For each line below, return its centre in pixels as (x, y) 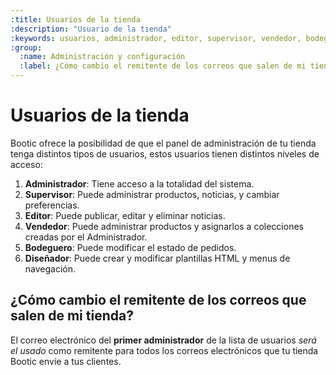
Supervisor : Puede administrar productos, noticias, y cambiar (152, 194)
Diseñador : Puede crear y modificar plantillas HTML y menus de (157, 258)
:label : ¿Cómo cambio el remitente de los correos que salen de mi (163, 66)
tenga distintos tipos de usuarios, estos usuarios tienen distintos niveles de (165, 153)
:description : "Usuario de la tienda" (91, 29)
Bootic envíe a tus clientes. (66, 361)
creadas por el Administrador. (86, 237)
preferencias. (52, 205)
